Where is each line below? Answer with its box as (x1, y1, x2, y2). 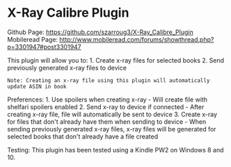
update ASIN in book (7, 83, 67, 90)
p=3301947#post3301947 (7, 42, 81, 51)
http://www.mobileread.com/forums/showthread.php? (58, 35, 214, 43)
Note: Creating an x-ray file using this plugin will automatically (7, 77, 210, 84)
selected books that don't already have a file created (7, 132, 159, 141)
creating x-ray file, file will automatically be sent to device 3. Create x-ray (7, 110, 218, 118)
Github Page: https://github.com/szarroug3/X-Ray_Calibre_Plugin (7, 28, 193, 36)
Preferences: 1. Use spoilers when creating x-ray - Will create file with (7, 95, 207, 104)
